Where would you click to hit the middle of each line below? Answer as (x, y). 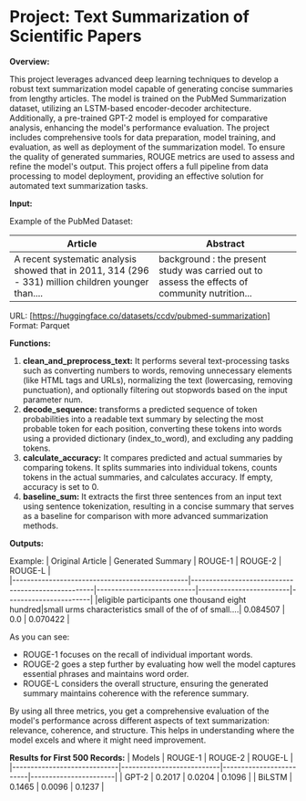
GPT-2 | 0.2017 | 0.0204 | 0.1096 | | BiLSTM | (209, 776)
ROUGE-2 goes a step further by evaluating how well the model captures (159, 664)
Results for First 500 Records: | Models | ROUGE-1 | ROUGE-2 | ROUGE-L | (152, 757)
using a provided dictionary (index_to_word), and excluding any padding (158, 438)
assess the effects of (204, 282)
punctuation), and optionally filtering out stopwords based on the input (155, 390)
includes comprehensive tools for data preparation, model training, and (143, 137)
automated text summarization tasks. (79, 185)
